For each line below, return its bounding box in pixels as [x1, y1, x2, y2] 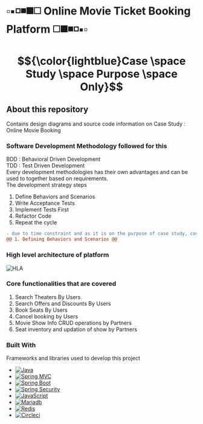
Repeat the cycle [14, 219, 57, 226]
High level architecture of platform [6, 251, 109, 259]
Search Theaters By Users [14, 293, 81, 300]
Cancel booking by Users [14, 312, 79, 320]
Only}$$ [80, 80, 123, 94]
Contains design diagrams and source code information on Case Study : [6, 120, 186, 127]
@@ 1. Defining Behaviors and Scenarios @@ [6, 237, 118, 243]
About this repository [6, 104, 89, 115]
